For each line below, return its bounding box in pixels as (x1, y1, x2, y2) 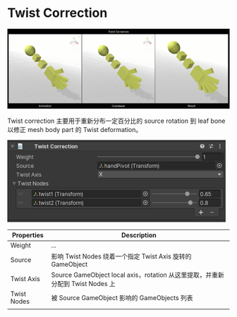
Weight (10, 241, 32, 250)
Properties (11, 231, 44, 239)
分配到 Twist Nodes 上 (51, 279, 116, 287)
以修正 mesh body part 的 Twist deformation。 (7, 125, 142, 133)
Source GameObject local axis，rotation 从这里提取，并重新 (51, 270, 224, 279)
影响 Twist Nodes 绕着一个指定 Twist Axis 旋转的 (51, 252, 192, 261)
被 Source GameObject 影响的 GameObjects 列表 (51, 294, 193, 302)
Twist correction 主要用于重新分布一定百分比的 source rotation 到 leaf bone (7, 116, 226, 125)
